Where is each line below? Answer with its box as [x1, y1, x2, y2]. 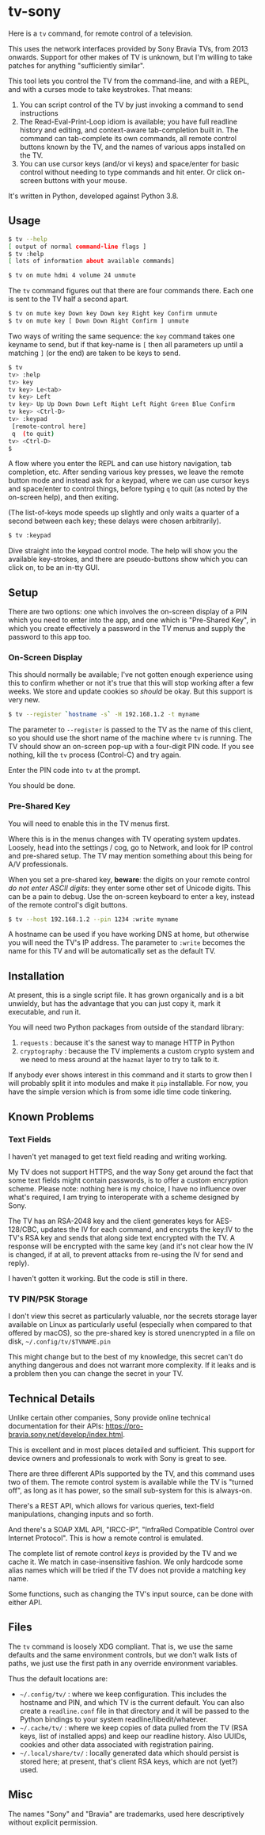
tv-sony [8, 2, 62, 21]
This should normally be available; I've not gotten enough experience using [8, 670, 253, 679]
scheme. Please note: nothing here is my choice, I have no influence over [8, 1183, 247, 1193]
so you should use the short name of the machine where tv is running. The [8, 733, 252, 743]
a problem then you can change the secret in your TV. [8, 1369, 184, 1378]
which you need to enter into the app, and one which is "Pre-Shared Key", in [8, 615, 257, 625]
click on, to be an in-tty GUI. [8, 563, 100, 572]
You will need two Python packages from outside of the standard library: [8, 1023, 244, 1032]
